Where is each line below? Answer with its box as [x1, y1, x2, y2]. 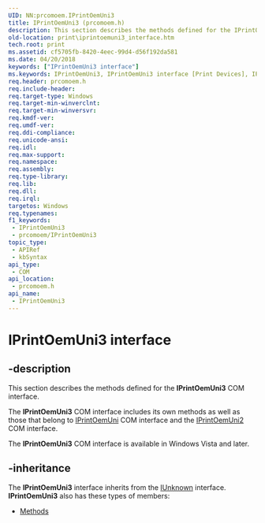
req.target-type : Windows [8, 92, 93, 100]
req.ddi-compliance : [8, 128, 77, 136]
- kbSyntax [11, 253, 47, 261]
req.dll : [8, 187, 37, 195]
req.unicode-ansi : [8, 135, 69, 144]
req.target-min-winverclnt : [8, 99, 101, 107]
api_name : [8, 290, 41, 298]
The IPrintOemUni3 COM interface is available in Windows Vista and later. [8, 439, 250, 448]
